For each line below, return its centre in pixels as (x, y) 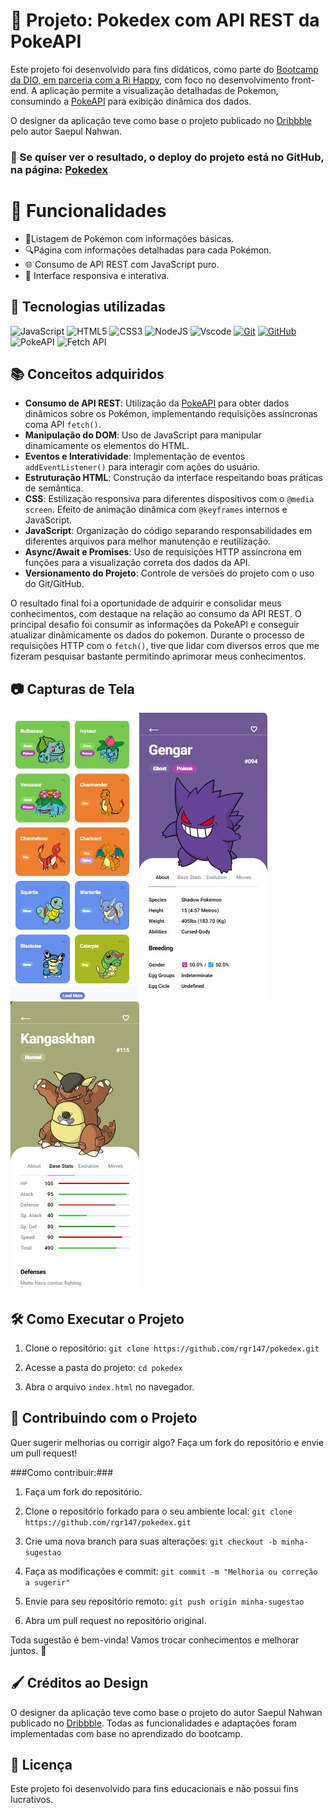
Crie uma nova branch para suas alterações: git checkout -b (151, 1541)
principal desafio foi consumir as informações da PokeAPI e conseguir (155, 625)
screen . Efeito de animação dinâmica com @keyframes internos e (156, 510)
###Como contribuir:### (62, 1472)
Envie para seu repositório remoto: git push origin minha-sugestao (164, 1601)
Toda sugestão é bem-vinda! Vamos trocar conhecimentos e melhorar (155, 1640)
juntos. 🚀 (28, 1650)
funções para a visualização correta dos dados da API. (137, 563)
